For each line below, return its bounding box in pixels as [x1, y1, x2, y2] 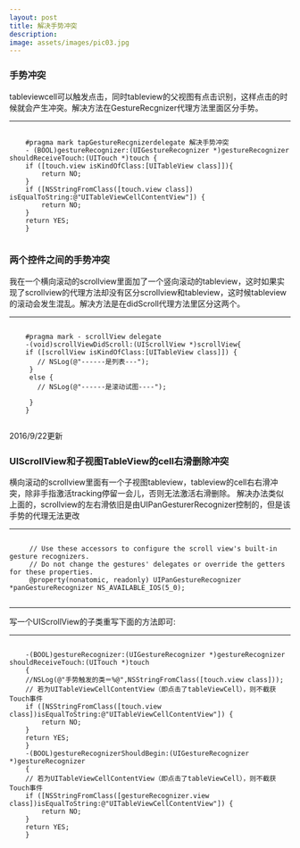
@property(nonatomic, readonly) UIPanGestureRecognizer [29, 576, 242, 585]
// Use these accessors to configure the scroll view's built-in [29, 545, 278, 553]
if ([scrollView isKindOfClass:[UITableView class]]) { [25, 347, 238, 357]
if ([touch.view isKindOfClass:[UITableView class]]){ [25, 162, 234, 170]
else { [29, 372, 54, 382]
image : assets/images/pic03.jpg [9, 37, 129, 47]
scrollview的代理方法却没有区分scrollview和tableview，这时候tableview [24, 287, 287, 297]
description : [9, 29, 58, 38]
